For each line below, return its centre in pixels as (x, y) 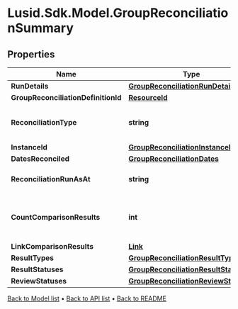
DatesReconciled (40, 159)
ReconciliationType (44, 122)
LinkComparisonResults (52, 246)
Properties (31, 54)
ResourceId (148, 97)
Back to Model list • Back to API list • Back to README (87, 298)
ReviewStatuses (39, 281)
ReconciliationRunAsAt (51, 179)
